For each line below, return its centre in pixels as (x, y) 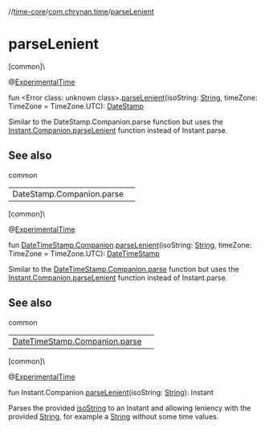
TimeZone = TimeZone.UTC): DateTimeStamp (84, 254)
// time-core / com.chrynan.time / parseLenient (81, 12)
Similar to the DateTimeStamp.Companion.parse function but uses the (124, 269)
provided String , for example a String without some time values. (114, 416)
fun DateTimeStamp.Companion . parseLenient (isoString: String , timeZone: (130, 245)
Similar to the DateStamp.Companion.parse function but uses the (116, 122)
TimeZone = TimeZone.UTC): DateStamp (76, 106)
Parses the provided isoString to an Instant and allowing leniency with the (130, 408)
